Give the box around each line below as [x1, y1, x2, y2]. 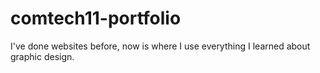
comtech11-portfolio [10, 7, 182, 30]
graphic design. [10, 50, 75, 62]
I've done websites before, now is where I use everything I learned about [10, 40, 311, 52]
